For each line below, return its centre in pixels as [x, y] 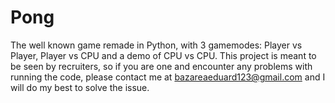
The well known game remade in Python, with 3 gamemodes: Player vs [156, 45]
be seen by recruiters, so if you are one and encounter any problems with [161, 66]
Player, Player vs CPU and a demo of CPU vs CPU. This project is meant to [163, 55]
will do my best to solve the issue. [80, 87]
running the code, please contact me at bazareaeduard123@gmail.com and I [168, 77]
